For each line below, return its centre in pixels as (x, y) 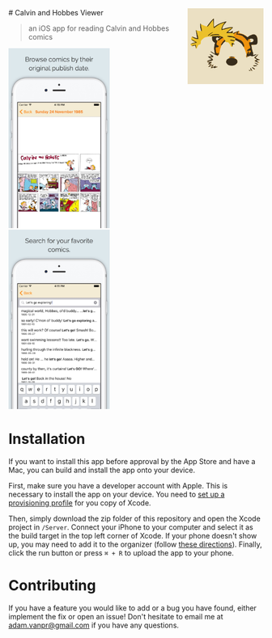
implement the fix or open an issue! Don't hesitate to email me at (116, 616)
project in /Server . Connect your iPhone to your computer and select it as (131, 527)
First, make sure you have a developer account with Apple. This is (118, 486)
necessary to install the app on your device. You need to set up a (117, 494)
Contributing (52, 586)
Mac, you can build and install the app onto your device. (102, 470)
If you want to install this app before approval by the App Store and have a (132, 462)
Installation (47, 439)
